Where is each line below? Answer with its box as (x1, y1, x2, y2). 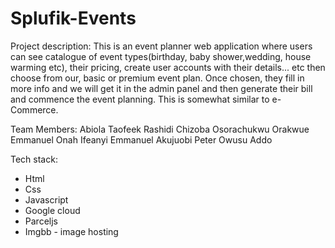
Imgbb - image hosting (24, 225, 119, 237)
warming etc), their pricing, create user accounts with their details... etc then (10, 61, 326, 73)
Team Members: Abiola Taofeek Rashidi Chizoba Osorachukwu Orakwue (10, 123, 310, 135)
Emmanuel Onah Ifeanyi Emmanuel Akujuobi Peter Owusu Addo (10, 133, 273, 146)
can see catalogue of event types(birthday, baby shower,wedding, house (10, 50, 312, 62)
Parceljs (24, 215, 58, 227)
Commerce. (10, 103, 59, 116)
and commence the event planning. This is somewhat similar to (10, 93, 270, 105)
